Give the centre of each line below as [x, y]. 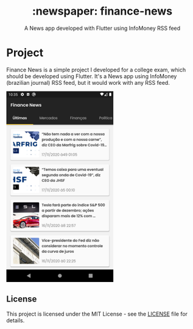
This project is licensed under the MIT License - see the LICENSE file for [97, 314]
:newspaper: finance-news [102, 11]
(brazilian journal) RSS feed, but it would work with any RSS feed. [88, 82]
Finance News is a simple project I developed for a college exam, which [96, 70]
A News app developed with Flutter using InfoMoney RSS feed [102, 28]
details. [16, 320]
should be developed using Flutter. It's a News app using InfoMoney [92, 76]
